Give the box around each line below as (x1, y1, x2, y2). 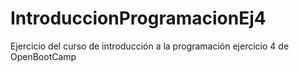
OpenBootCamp (10, 50, 77, 62)
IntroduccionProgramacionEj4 (10, 7, 267, 30)
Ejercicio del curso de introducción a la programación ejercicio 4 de (10, 40, 290, 52)
